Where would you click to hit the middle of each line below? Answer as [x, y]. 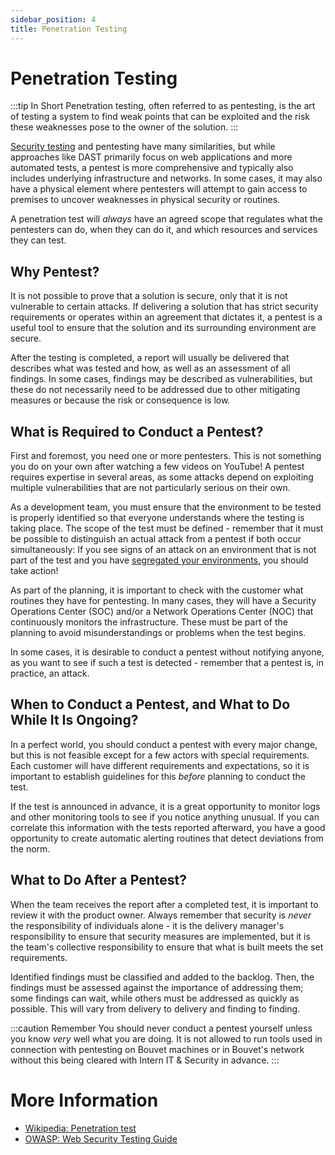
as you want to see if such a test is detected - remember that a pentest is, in [167, 663]
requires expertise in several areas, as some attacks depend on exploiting [162, 477]
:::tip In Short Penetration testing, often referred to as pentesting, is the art [163, 106]
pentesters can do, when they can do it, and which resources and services [164, 230]
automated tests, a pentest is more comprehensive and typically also [152, 168]
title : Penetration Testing [69, 29]
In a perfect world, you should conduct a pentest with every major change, [164, 744]
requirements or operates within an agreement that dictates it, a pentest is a [166, 317]
